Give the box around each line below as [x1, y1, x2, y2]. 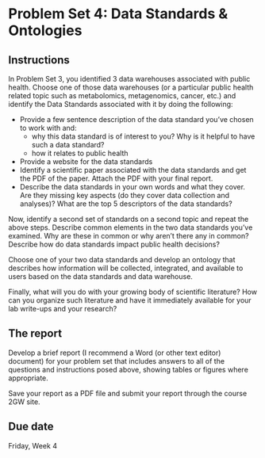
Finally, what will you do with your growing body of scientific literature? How [8, 287, 258, 296]
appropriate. [8, 373, 49, 383]
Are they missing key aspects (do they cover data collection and [19, 191, 230, 200]
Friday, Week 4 [8, 441, 58, 450]
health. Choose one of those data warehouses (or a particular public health [8, 82, 254, 92]
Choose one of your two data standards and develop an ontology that [8, 255, 236, 264]
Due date [8, 420, 54, 433]
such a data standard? [31, 140, 105, 149]
